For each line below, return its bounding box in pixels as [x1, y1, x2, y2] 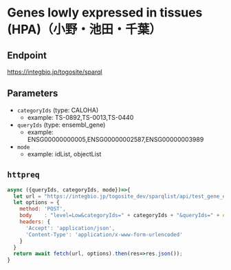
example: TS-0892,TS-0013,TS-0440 [27, 113, 134, 121]
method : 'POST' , [19, 205, 67, 213]
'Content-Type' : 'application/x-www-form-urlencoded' [25, 231, 184, 238]
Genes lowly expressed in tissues [7, 5, 203, 21]
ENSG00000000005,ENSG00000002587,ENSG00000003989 [27, 135, 204, 143]
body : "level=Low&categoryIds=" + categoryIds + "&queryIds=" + [19, 212, 220, 219]
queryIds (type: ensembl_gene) [16, 121, 106, 129]
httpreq [7, 170, 40, 180]
